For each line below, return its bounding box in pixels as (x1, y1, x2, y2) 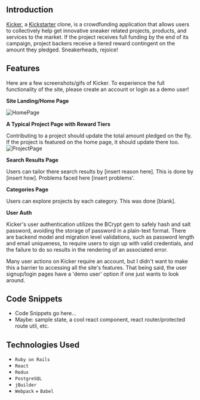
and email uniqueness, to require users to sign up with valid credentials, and (6, 239, 193, 247)
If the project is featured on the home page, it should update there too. (6, 138, 180, 145)
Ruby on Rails (14, 357, 50, 363)
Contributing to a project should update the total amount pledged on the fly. (6, 132, 192, 139)
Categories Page (6, 185, 49, 193)
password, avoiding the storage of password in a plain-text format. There (6, 227, 186, 234)
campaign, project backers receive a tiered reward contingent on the (6, 39, 175, 47)
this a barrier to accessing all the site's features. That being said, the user (6, 264, 187, 271)
